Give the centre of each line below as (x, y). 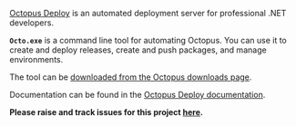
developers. (32, 23)
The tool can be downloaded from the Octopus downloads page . (131, 77)
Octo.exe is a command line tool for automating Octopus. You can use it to (148, 40)
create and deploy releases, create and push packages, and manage (138, 50)
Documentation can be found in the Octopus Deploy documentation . (138, 95)
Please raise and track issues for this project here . (106, 112)
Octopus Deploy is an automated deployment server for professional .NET (148, 13)
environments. (36, 59)
